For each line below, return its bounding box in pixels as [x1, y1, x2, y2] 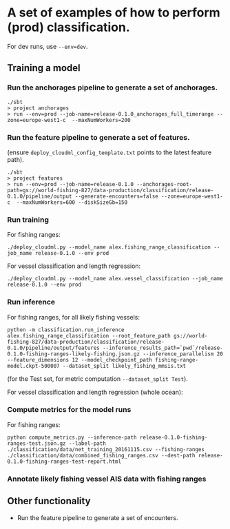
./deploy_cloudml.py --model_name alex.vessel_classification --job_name [7, 276, 224, 282]
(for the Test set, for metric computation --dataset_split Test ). [7, 374, 188, 383]
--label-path [68, 439, 107, 447]
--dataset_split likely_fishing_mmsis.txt [62, 362, 187, 369]
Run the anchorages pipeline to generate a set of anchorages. [7, 83, 218, 92]
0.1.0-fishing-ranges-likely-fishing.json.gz [7, 350, 140, 357]
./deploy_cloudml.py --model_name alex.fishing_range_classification [7, 244, 211, 251]
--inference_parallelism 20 [142, 350, 224, 357]
